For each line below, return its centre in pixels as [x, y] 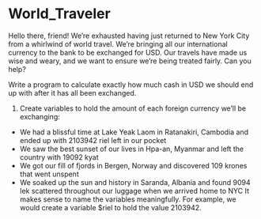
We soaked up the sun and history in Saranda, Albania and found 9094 [135, 182]
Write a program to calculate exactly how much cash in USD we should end [131, 85]
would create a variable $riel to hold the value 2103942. [110, 207]
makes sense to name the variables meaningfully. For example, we [128, 199]
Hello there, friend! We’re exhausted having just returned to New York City [129, 36]
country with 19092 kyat [59, 157]
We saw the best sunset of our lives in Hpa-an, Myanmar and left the [132, 149]
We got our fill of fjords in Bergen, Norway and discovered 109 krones [133, 165]
